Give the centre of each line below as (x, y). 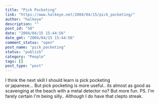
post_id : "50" (20, 29)
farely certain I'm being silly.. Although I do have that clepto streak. (74, 96)
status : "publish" (24, 52)
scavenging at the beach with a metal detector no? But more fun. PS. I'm (80, 91)
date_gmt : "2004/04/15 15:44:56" (40, 38)
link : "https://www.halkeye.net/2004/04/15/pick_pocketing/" (70, 15)
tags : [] (14, 61)
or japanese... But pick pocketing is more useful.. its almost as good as (78, 85)
